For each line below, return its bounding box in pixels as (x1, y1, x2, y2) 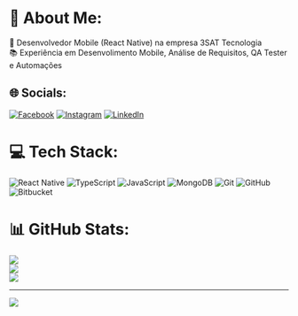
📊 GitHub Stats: (9, 219, 130, 239)
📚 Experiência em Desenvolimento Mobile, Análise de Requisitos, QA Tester (9, 47, 287, 58)
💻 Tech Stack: (9, 142, 119, 162)
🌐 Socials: (9, 86, 67, 101)
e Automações (9, 59, 62, 70)
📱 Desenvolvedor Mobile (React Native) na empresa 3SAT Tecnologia (9, 37, 263, 48)
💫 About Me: (9, 8, 103, 28)
